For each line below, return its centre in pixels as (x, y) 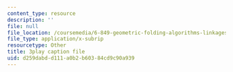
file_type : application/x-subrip (55, 39)
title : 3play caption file (46, 52)
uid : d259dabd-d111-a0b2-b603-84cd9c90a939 (71, 58)
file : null (23, 26)
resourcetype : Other (37, 45)
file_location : (29, 33)
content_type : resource (42, 13)
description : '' (31, 20)
